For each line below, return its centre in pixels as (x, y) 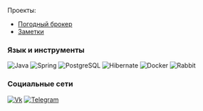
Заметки (31, 32)
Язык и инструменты (46, 50)
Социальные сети (40, 84)
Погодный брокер (45, 24)
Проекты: (22, 10)
